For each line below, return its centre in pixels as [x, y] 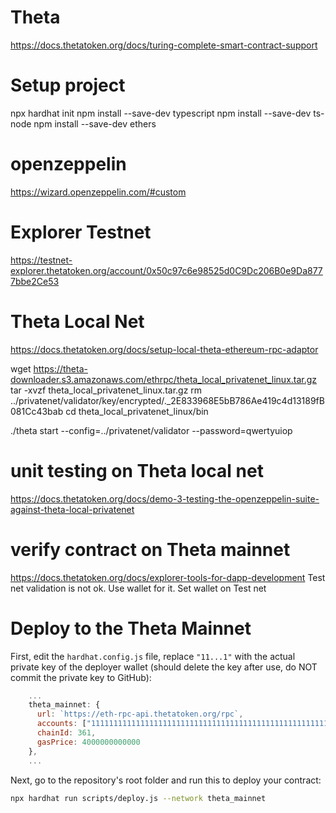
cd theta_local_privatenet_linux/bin [137, 411]
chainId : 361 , [66, 733]
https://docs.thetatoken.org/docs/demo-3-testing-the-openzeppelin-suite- [165, 498]
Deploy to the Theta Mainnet [131, 628]
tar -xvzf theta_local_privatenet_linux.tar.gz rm [106, 390]
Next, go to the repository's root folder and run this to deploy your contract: [166, 780]
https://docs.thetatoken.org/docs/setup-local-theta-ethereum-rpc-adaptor [164, 349]
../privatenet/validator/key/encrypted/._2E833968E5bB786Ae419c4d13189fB [167, 400]
